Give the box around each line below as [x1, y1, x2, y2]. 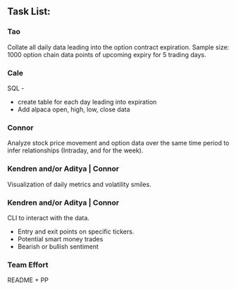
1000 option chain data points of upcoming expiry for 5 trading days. [7, 50, 206, 59]
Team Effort [7, 260, 49, 270]
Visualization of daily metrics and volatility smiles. [7, 180, 151, 188]
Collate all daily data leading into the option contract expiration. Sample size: [7, 42, 230, 52]
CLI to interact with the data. [7, 213, 90, 222]
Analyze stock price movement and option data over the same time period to [7, 139, 230, 147]
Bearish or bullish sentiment [17, 242, 99, 250]
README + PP [7, 276, 49, 284]
